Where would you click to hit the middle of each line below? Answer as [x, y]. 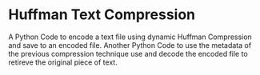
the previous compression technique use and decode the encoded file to [128, 53]
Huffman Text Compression [102, 15]
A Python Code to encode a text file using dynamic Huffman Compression [130, 37]
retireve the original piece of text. [63, 62]
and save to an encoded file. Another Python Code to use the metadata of [130, 45]
